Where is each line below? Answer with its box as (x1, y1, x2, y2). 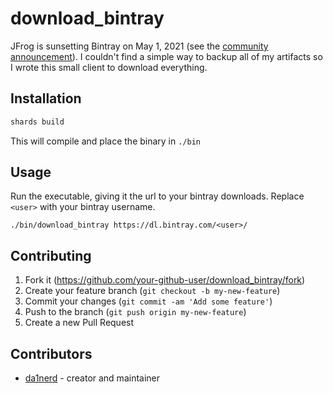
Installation (10, 90, 82, 107)
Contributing (10, 247, 92, 264)
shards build (10, 117, 65, 127)
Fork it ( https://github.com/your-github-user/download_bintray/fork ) (24, 274, 306, 286)
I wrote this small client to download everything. (10, 61, 208, 73)
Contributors (10, 345, 93, 362)
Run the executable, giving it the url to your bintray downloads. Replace (10, 190, 305, 202)
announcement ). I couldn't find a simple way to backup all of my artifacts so (10, 50, 323, 62)
